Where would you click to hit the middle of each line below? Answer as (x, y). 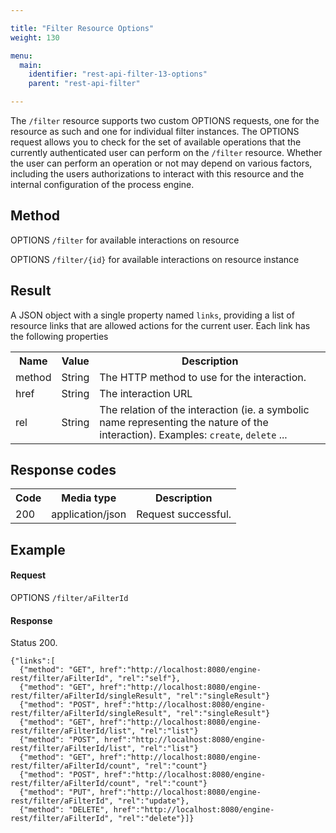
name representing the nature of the (184, 422)
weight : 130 (35, 37)
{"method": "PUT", (58, 792)
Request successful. (184, 514)
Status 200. (34, 643)
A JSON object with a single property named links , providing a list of (152, 315)
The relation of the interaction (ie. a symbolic (204, 409)
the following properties (59, 336)
